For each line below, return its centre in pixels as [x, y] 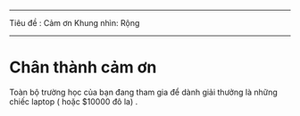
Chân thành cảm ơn [83, 67]
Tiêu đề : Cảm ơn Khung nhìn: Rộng [75, 23]
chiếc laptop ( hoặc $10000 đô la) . [74, 101]
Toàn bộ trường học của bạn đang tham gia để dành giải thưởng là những [144, 92]
